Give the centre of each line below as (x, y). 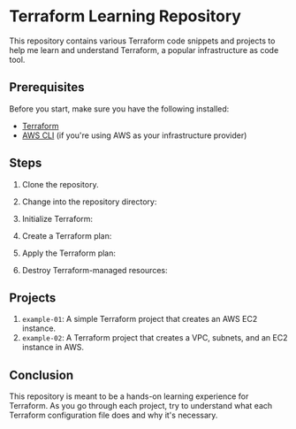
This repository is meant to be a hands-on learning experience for (129, 396)
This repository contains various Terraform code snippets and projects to (142, 41)
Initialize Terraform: (57, 218)
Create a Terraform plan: (67, 235)
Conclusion (42, 375)
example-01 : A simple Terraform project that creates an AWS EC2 (140, 319)
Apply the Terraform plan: (69, 253)
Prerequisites (47, 87)
